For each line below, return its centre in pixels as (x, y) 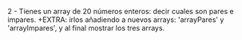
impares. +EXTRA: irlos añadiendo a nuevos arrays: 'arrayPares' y (116, 20)
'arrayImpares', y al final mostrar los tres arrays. (86, 28)
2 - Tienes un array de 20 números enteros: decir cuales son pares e (121, 11)
